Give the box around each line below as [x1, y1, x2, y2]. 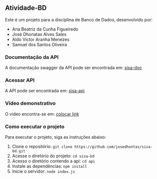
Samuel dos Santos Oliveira [12, 41, 67, 48]
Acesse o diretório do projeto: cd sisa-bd [12, 153, 94, 159]
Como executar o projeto [5, 123, 64, 130]
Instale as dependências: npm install [12, 163, 87, 169]
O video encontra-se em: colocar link [5, 111, 79, 117]
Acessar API [5, 77, 35, 84]
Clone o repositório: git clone [12, 144, 73, 149]
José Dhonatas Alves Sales [12, 31, 67, 37]
